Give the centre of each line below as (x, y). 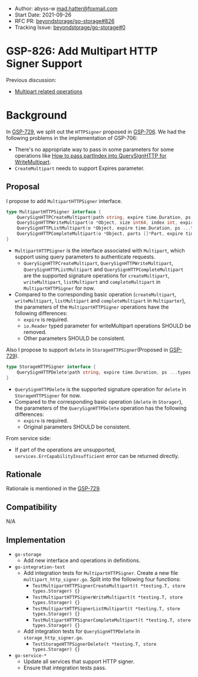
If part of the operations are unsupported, (65, 449)
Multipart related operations (48, 91)
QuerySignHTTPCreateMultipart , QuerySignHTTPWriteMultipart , (98, 263)
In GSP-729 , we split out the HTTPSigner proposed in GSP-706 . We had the (96, 132)
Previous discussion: (31, 80)
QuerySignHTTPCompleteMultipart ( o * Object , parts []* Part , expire (100, 234)
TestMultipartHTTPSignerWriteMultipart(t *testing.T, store (108, 597)
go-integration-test (40, 567)
